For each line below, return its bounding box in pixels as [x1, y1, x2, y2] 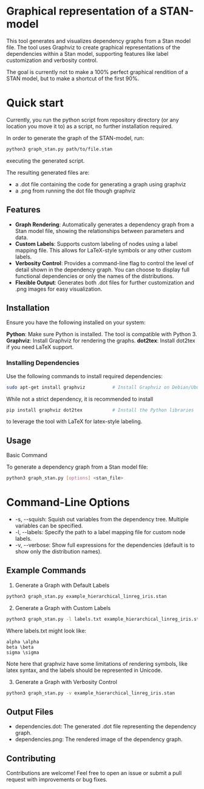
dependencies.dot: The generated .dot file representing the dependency [15, 723, 197, 730]
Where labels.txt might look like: [6, 627, 87, 634]
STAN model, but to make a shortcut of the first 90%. [6, 75, 140, 82]
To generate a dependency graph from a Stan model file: [6, 463, 148, 471]
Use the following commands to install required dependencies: [6, 372, 163, 380]
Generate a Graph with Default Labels [15, 581, 110, 589]
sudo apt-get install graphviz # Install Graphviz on [6, 384, 170, 390]
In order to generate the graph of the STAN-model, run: [6, 134, 144, 141]
